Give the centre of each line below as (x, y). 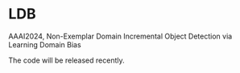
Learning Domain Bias (45, 44)
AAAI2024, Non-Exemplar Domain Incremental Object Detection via (120, 36)
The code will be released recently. (66, 60)
